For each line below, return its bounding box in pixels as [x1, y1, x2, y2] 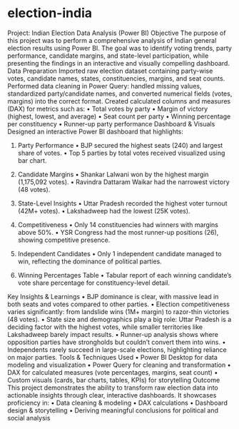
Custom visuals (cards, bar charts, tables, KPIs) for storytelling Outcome [7, 375, 220, 384]
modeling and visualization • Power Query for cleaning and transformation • [7, 360, 231, 369]
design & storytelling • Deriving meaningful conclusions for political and [7, 405, 219, 415]
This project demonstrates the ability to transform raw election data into [7, 383, 219, 392]
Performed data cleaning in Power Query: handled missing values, [7, 81, 202, 90]
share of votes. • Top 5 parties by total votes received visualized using [17, 148, 225, 157]
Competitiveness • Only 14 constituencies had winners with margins [17, 220, 219, 229]
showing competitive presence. [17, 236, 111, 244]
